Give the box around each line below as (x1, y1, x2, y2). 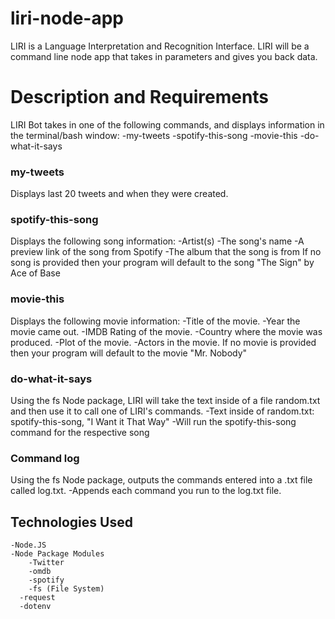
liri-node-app (10, 7, 124, 30)
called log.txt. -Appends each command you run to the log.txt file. (10, 485, 282, 497)
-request (19, 593, 56, 603)
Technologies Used (10, 513, 133, 531)
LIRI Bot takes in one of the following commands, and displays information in (10, 118, 325, 131)
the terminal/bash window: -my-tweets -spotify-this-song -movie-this (10, 129, 298, 141)
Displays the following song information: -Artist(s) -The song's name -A (10, 235, 305, 247)
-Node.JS (10, 540, 47, 551)
